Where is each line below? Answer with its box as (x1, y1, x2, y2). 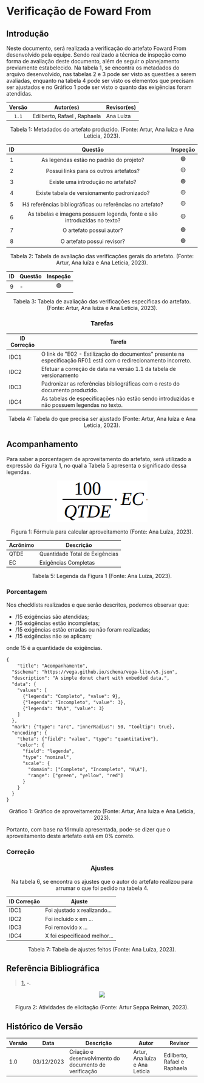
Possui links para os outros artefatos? (46, 167, 140, 174)
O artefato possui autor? (63, 227, 123, 234)
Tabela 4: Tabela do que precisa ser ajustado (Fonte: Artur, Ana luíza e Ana (8, 415, 196, 422)
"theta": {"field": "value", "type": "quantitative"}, (17, 736, 159, 743)
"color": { (17, 742, 45, 749)
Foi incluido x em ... (45, 915, 93, 922)
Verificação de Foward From (6, 4, 152, 18)
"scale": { (22, 760, 50, 767)
